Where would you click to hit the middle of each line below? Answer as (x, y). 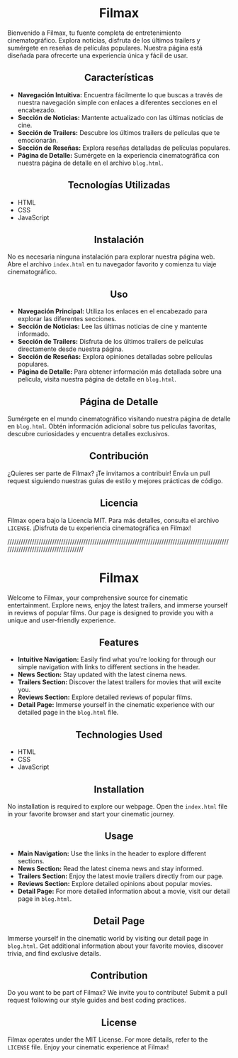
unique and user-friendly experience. (62, 620)
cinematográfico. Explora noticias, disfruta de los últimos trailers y (104, 40)
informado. (34, 334)
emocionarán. (38, 140)
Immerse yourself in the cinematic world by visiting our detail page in (108, 938)
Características (119, 78)
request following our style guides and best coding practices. (97, 1000)
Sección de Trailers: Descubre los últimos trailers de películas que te (119, 132)
